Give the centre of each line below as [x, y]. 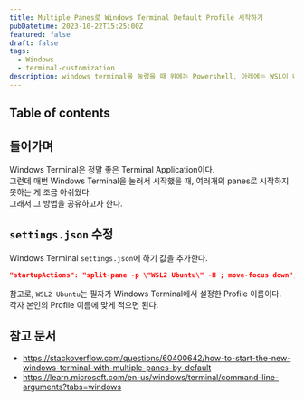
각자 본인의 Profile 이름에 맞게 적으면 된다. [84, 304]
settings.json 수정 [62, 234]
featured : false [40, 34]
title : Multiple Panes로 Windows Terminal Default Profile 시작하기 [137, 18]
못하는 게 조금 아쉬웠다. [51, 191]
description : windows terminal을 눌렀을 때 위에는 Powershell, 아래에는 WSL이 [149, 77]
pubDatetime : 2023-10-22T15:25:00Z [76, 26]
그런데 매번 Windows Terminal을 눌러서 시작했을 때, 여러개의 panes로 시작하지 [149, 181]
